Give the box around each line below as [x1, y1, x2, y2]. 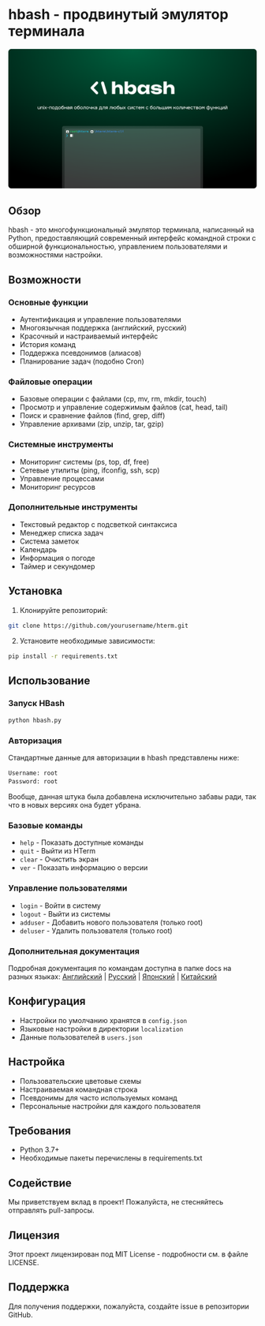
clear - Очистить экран [19, 854, 99, 865]
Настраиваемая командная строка [19, 1085, 138, 1094]
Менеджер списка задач [19, 528, 104, 537]
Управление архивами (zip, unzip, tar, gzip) [19, 420, 164, 429]
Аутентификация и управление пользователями [19, 314, 181, 324]
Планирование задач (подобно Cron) [19, 357, 144, 366]
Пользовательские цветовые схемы [19, 1076, 142, 1085]
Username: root [8, 769, 58, 778]
